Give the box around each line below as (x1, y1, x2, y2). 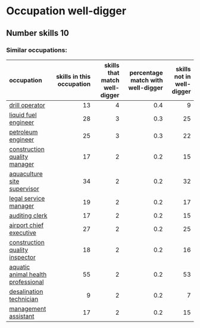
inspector (9, 253, 36, 261)
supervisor (9, 184, 40, 193)
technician (9, 295, 39, 303)
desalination (9, 287, 43, 296)
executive (9, 228, 37, 237)
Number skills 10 (6, 28, 70, 38)
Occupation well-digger (6, 4, 127, 18)
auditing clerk (9, 211, 48, 219)
